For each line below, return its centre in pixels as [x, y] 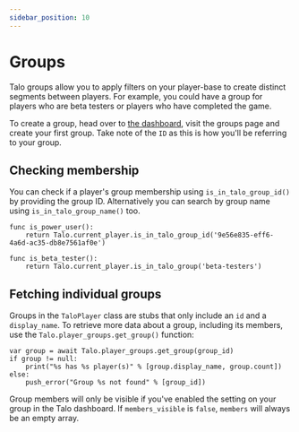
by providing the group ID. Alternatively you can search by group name [140, 202]
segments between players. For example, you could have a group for [136, 96]
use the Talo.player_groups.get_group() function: [102, 335]
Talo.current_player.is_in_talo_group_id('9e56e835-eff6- [164, 235]
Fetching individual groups [85, 294]
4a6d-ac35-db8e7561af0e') [57, 243]
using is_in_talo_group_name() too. [75, 211]
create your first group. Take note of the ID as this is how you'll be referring [148, 133]
